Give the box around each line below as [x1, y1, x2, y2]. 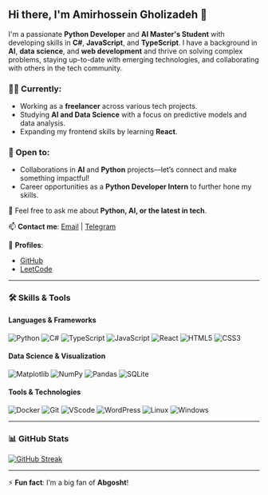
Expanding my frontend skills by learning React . [19, 127, 178, 137]
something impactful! [19, 174, 90, 183]
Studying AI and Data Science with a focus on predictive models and [19, 110, 247, 120]
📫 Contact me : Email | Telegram [8, 222, 116, 232]
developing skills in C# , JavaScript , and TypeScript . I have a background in [8, 38, 258, 47]
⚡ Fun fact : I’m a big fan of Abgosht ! [8, 477, 129, 488]
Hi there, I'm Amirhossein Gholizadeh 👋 [8, 8, 207, 22]
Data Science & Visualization [8, 351, 106, 361]
